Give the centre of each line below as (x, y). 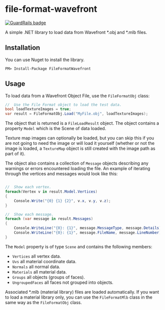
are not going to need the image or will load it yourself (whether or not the (80, 143)
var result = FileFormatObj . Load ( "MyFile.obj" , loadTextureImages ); (77, 114)
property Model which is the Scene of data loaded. (56, 129)
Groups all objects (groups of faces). (48, 277)
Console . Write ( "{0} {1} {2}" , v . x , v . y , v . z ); (62, 201)
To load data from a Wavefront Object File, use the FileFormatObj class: (77, 96)
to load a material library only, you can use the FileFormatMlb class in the (79, 297)
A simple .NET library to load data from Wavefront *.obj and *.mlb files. (76, 32)
